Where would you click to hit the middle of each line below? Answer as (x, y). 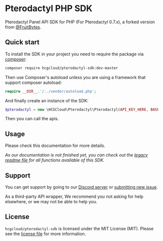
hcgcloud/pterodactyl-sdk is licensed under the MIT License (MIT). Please (79, 228)
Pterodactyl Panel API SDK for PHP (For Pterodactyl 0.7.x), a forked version (80, 22)
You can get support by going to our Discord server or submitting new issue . (81, 187)
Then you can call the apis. (32, 119)
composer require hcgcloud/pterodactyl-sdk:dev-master (62, 68)
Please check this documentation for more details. (55, 145)
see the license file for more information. (46, 234)
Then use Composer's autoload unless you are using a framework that (75, 77)
